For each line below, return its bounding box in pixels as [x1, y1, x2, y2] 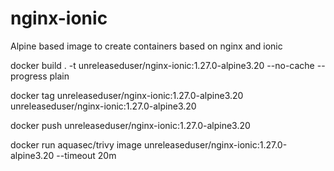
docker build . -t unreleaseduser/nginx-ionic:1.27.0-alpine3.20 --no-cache [10, 59, 315, 71]
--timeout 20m [56, 149, 117, 161]
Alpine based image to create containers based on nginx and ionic [10, 40, 283, 52]
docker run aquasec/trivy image [10, 138, 142, 151]
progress [10, 70, 48, 82]
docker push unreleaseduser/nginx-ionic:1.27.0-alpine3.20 [10, 119, 251, 131]
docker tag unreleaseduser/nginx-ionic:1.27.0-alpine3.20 [10, 89, 244, 101]
